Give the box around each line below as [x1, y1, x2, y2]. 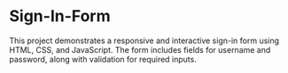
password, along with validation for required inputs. [9, 54, 197, 64]
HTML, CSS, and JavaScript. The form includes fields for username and [9, 44, 271, 55]
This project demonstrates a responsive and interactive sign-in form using [9, 35, 280, 46]
